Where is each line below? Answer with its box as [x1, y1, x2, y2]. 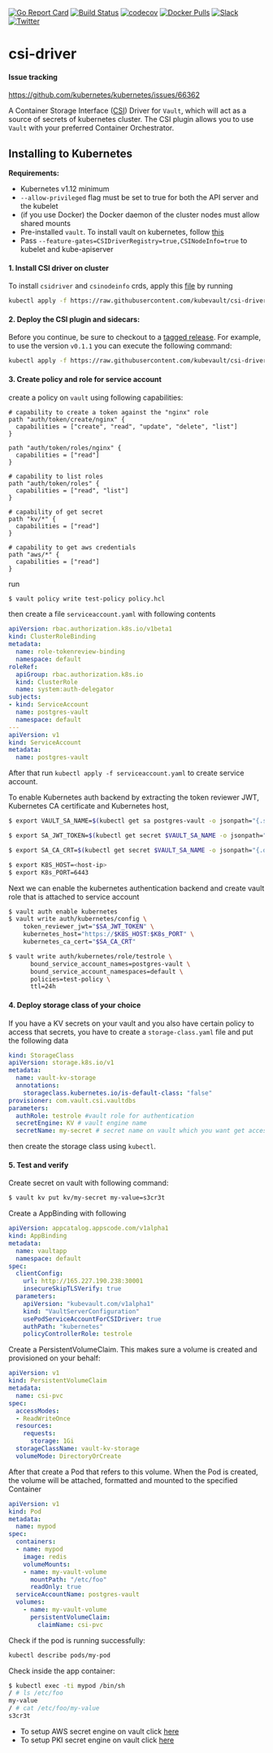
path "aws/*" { [8, 550, 60, 558]
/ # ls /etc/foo [8, 1689, 63, 1698]
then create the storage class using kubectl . [8, 1142, 156, 1152]
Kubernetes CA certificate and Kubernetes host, [8, 801, 169, 811]
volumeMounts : [23, 1560, 71, 1569]
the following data [8, 1035, 69, 1045]
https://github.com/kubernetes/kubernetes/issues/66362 [8, 90, 201, 100]
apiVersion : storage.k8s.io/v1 [8, 1059, 115, 1067]
